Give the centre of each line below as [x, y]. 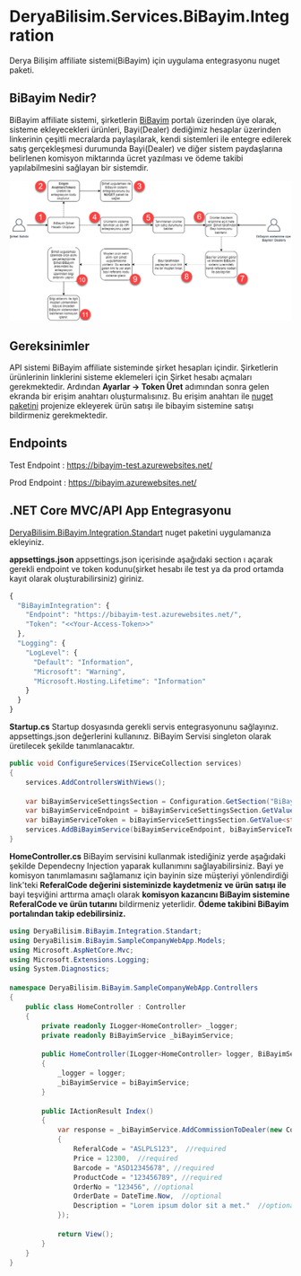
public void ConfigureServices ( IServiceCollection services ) [126, 764]
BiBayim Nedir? [53, 98]
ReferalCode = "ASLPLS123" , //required [150, 1149]
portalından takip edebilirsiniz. [68, 913]
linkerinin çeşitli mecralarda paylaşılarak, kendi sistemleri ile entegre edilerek [150, 139]
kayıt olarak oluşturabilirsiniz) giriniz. [77, 578]
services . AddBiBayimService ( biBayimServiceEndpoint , [126, 830]
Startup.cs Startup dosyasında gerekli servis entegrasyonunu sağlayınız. [144, 727]
